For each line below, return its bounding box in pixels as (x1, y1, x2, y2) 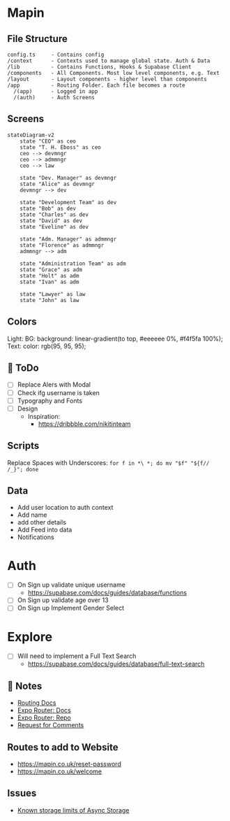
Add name (17, 511, 47, 519)
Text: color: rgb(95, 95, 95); (7, 341, 86, 350)
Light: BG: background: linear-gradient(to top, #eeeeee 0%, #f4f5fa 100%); (7, 334, 223, 343)
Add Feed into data (17, 526, 72, 534)
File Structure (7, 33, 68, 45)
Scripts (7, 440, 40, 452)
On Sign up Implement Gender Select (17, 604, 125, 613)
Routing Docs (17, 699, 56, 707)
